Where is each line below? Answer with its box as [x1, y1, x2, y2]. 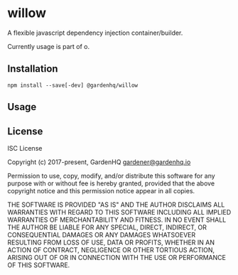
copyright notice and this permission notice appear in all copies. [7, 186, 195, 195]
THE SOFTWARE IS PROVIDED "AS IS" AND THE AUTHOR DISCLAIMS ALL [7, 200, 225, 209]
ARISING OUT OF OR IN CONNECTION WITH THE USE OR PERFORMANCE [7, 253, 226, 261]
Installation [7, 63, 58, 75]
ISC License [7, 144, 43, 152]
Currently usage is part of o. [7, 42, 90, 50]
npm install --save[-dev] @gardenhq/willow [7, 82, 139, 89]
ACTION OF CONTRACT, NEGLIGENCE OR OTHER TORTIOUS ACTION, [7, 245, 215, 254]
